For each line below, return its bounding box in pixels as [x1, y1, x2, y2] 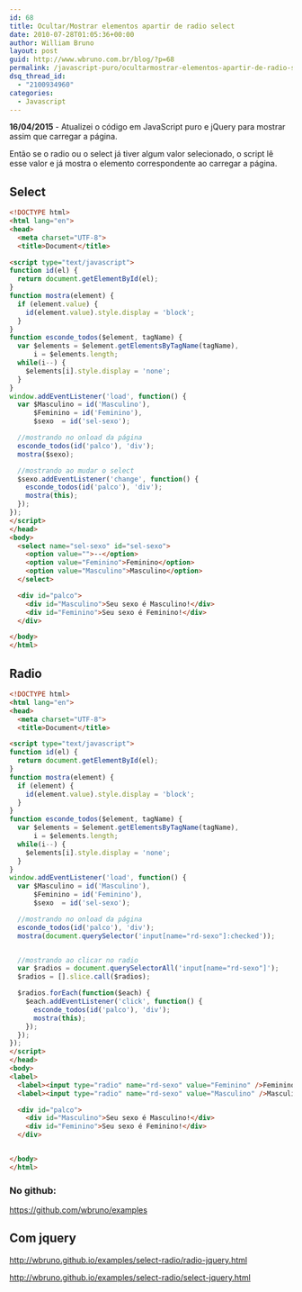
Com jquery [9, 1231, 76, 1246]
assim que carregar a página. [9, 131, 119, 142]
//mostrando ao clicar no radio [17, 955, 139, 964]
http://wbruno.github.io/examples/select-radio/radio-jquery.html [9, 1254, 248, 1265]
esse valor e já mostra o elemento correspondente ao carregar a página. [9, 158, 278, 169]
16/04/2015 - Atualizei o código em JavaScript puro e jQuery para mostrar [9, 122, 286, 132]
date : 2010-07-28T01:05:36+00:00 [9, 30, 135, 39]
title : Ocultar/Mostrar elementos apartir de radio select [9, 22, 235, 31]
